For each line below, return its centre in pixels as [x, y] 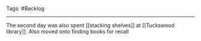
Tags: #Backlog [25, 8]
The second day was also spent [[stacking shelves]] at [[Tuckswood [90, 25]
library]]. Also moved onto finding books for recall [68, 31]
